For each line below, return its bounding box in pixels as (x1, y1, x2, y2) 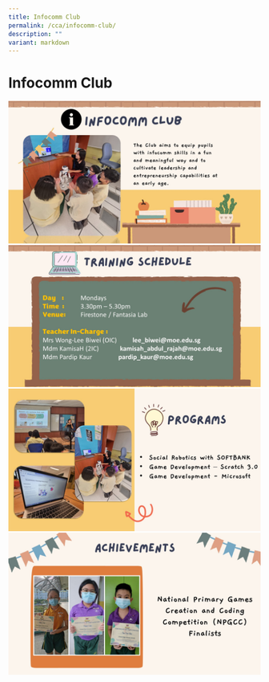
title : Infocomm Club (8, 13, 81, 21)
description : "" (8, 30, 62, 38)
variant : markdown (8, 39, 70, 47)
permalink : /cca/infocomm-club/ (8, 21, 116, 30)
